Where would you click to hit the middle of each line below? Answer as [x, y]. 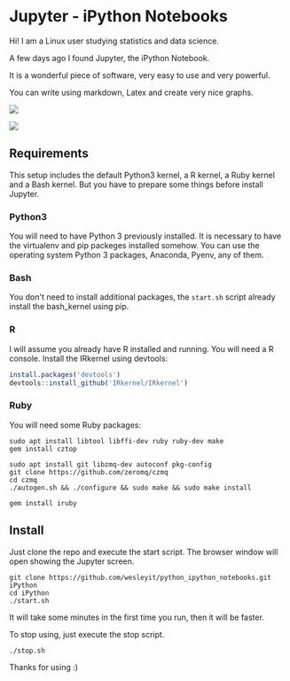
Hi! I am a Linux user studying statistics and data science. [114, 41]
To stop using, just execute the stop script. [87, 634]
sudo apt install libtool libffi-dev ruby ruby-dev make [117, 441]
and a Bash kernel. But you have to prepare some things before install [136, 184]
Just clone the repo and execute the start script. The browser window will [144, 552]
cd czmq [24, 480]
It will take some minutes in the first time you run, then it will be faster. [137, 617]
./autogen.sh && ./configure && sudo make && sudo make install [130, 488]
